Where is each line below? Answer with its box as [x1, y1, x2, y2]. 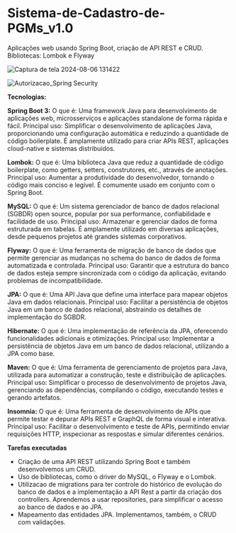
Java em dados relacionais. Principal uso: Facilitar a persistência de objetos [7, 297, 228, 306]
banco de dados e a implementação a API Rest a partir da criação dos [17, 487, 222, 496]
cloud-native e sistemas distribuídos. [7, 144, 116, 152]
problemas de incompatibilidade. [7, 276, 103, 285]
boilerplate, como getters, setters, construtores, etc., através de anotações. [7, 165, 228, 174]
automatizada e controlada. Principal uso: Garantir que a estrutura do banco [7, 261, 230, 270]
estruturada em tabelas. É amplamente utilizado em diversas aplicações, [7, 224, 219, 233]
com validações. [17, 517, 66, 526]
